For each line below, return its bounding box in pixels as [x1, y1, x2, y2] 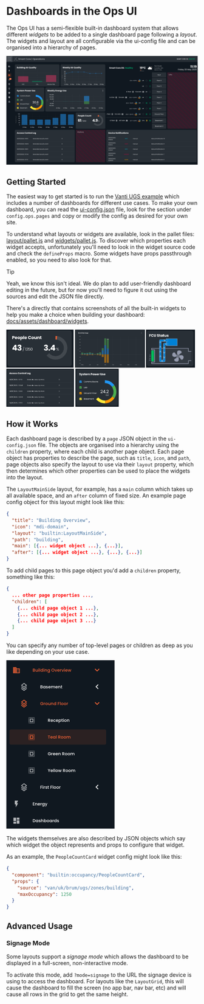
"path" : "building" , [12, 536, 64, 542]
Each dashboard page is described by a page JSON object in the [6, 435, 167, 442]
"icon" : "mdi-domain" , [12, 524, 69, 530]
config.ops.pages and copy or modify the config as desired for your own [6, 212, 188, 220]
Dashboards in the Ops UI [6, 4, 138, 18]
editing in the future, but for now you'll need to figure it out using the [6, 286, 178, 294]
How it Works [6, 418, 58, 429]
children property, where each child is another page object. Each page [6, 448, 185, 455]
